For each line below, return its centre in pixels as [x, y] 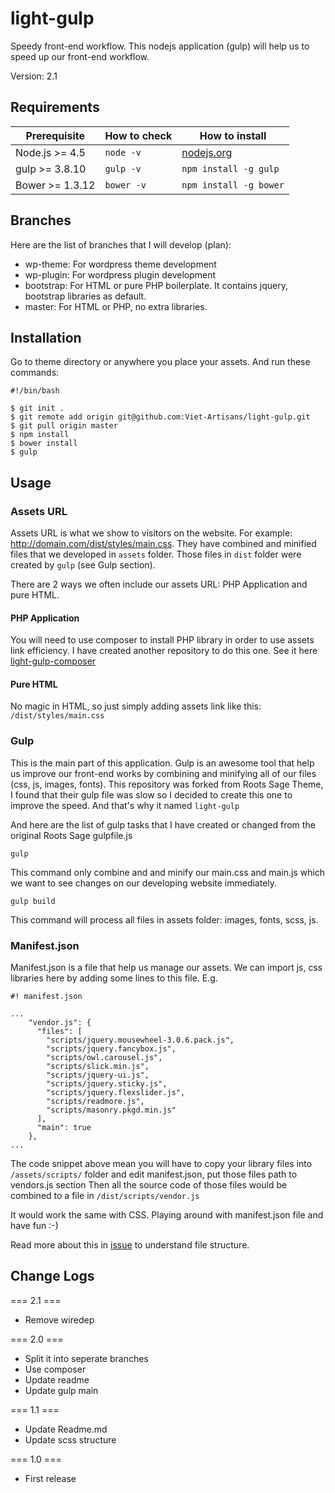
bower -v [125, 185]
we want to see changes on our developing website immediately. [144, 883]
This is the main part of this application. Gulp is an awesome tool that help [162, 763]
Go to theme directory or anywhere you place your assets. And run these [160, 362]
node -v [123, 152]
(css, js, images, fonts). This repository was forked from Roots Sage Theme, [167, 784]
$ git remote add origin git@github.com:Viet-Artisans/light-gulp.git [160, 417]
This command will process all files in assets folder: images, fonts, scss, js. [164, 919]
